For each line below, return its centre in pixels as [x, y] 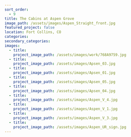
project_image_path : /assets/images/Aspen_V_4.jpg [65, 100]
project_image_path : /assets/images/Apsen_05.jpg [65, 82]
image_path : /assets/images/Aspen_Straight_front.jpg [60, 23]
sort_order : [16, 9]
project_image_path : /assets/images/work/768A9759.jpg [70, 55]
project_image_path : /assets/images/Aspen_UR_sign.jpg [70, 127]
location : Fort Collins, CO [33, 32]
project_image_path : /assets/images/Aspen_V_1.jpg [65, 109]
